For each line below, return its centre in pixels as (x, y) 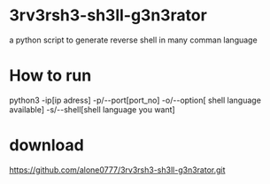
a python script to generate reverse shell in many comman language (134, 40)
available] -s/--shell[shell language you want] (92, 109)
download (46, 146)
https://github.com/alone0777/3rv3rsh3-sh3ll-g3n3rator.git (117, 170)
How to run (50, 76)
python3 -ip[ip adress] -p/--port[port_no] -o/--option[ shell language (135, 100)
